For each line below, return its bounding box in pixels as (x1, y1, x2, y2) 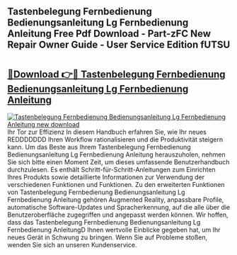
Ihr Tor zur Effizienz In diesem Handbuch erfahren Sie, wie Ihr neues (7, 127, 207, 136)
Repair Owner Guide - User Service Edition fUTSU (7, 39, 231, 51)
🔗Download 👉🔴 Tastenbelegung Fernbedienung (7, 68, 226, 80)
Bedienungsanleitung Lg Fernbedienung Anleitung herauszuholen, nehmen (7, 150, 226, 159)
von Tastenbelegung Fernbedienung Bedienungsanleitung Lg (7, 188, 185, 196)
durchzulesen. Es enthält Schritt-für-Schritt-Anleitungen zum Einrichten (7, 166, 216, 174)
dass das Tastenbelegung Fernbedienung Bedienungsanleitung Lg (7, 218, 201, 226)
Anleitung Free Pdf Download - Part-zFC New (7, 28, 211, 40)
